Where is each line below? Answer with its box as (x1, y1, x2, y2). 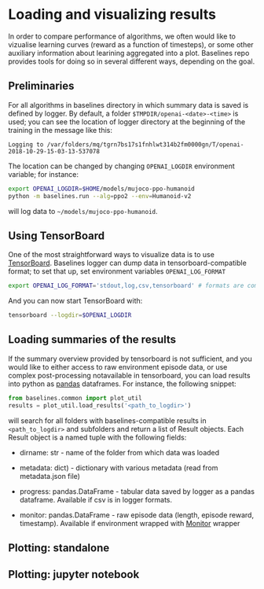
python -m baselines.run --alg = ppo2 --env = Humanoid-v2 (8, 192, 192, 200)
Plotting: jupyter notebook (8, 568, 140, 581)
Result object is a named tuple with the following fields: (8, 433, 187, 442)
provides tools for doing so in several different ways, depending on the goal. (8, 57, 255, 66)
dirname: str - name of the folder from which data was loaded (19, 447, 220, 457)
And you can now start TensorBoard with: (8, 296, 143, 306)
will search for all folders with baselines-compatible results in (8, 415, 207, 425)
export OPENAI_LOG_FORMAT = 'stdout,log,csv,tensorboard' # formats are (8, 282, 244, 290)
